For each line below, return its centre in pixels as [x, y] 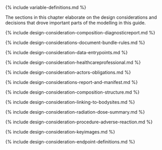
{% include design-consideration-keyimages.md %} [60, 132]
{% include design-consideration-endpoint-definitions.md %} [70, 142]
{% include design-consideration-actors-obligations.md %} [68, 72]
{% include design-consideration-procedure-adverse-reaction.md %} [79, 122]
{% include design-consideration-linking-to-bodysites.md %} [70, 102]
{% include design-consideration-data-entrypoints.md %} [67, 52]
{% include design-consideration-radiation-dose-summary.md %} [75, 112]
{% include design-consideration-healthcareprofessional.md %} [73, 62]
